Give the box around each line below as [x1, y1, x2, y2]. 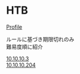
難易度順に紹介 [6, 43, 43, 50]
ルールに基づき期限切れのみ [6, 35, 75, 42]
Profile [6, 23, 23, 30]
